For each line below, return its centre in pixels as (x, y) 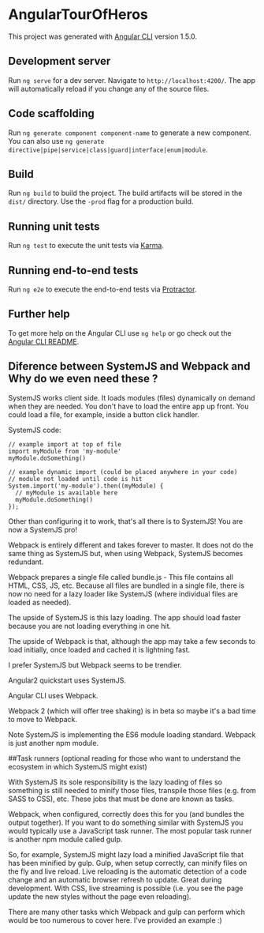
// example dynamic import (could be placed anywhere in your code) (123, 472)
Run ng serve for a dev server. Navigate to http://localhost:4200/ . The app (132, 80)
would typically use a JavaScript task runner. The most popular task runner (130, 830)
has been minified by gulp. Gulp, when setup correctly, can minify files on (128, 863)
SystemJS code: (35, 430)
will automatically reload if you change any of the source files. (109, 88)
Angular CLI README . (44, 341)
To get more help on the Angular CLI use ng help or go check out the (120, 333)
